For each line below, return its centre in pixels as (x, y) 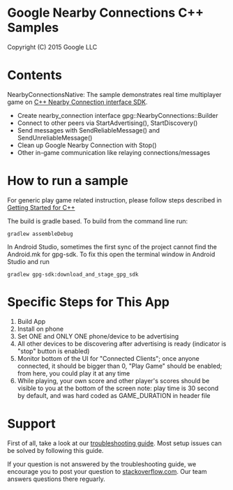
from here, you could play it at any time (74, 373)
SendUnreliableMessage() (55, 138)
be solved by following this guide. (55, 450)
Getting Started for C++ (41, 207)
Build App (31, 321)
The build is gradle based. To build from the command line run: (98, 221)
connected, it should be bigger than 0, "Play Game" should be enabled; (120, 366)
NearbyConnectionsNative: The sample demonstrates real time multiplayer (114, 94)
